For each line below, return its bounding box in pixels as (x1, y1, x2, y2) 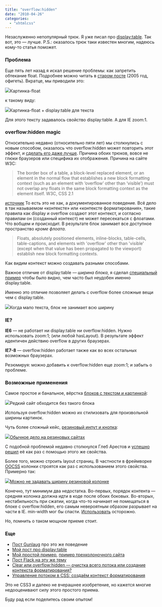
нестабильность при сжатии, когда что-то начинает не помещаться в (5, 499, 149, 504)
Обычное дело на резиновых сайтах (10, 434, 85, 440)
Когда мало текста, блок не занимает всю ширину (10, 304, 114, 310)
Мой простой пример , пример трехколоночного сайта (12, 552, 125, 557)
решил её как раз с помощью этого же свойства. (5, 449, 107, 455)
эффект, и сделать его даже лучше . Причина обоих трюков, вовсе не (5, 150, 148, 156)
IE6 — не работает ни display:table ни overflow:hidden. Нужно (5, 328, 132, 333)
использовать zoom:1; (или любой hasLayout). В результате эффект (5, 333, 144, 339)
